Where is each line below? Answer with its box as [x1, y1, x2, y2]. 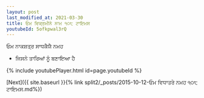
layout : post [6, 9, 40, 15]
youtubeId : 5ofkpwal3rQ [6, 26, 67, 32]
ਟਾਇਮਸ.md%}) [6, 86, 43, 93]
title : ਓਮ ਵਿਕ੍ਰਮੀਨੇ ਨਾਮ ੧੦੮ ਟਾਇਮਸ [6, 20, 90, 26]
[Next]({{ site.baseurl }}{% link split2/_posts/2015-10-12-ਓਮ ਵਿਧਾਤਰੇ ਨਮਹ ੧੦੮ [6, 79, 199, 86]
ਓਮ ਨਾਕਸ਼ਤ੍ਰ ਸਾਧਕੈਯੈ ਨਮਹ [6, 43, 64, 50]
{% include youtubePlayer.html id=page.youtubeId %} [6, 67, 142, 74]
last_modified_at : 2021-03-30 [6, 15, 84, 21]
